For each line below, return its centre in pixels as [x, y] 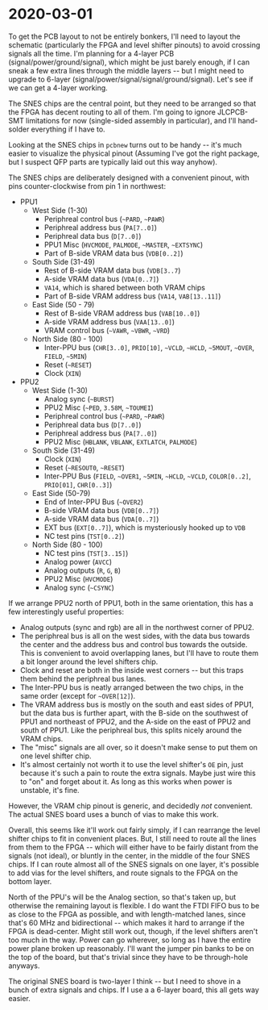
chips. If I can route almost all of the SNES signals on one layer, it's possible [134, 864]
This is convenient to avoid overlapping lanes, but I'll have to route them [139, 653]
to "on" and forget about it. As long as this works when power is [126, 781]
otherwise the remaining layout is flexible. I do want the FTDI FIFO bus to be [134, 905]
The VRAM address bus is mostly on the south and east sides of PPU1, [137, 704]
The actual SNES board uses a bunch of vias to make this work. [113, 814]
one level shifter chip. [56, 756]
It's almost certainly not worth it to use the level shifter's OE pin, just [132, 764]
